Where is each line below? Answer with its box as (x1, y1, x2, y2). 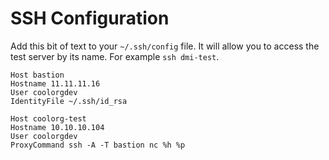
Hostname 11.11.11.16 (10, 78, 101, 89)
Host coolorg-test (10, 113, 87, 124)
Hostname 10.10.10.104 (10, 122, 105, 132)
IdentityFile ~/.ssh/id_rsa (10, 96, 128, 106)
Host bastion (10, 70, 65, 80)
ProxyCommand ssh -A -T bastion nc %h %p (10, 140, 186, 150)
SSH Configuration (10, 7, 170, 30)
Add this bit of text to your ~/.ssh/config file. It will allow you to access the (10, 40, 320, 52)
